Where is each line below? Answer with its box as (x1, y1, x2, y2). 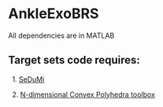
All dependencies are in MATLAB (8, 31, 115, 40)
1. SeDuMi (11, 74, 45, 83)
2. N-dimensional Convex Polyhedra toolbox (11, 90, 156, 99)
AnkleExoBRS (8, 5, 99, 23)
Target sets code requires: (8, 53, 140, 67)
